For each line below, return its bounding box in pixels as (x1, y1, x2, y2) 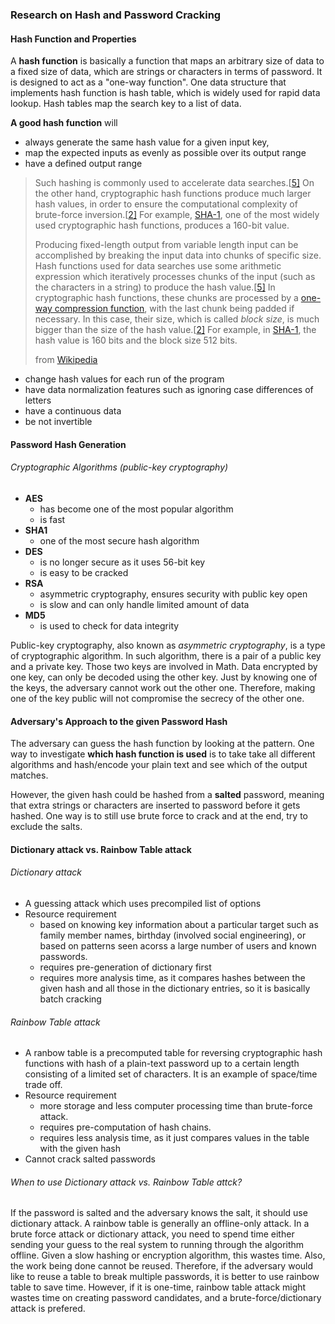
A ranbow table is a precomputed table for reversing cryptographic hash (24, 1047, 323, 1059)
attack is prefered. (10, 1303, 86, 1315)
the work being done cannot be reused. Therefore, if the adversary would (10, 1260, 314, 1272)
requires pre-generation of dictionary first (39, 961, 212, 973)
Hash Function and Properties (10, 33, 137, 45)
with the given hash (39, 1143, 121, 1155)
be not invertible (24, 416, 93, 428)
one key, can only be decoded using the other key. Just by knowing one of (10, 671, 318, 683)
